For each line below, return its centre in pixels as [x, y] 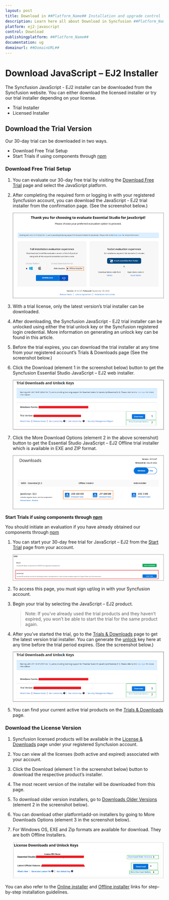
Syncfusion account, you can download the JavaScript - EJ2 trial [80, 200]
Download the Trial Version [49, 129]
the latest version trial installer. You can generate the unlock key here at [87, 639]
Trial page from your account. [43, 548]
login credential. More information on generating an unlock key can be [85, 332]
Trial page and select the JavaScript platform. [60, 185]
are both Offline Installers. [39, 835]
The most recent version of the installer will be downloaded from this [84, 784]
